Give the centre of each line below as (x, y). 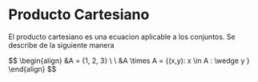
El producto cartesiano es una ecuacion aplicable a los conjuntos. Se (122, 37)
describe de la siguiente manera (61, 45)
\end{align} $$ (32, 68)
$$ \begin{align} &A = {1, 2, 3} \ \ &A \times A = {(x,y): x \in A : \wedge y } (129, 61)
